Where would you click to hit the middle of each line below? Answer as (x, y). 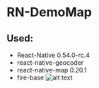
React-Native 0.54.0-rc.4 (53, 55)
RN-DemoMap (49, 12)
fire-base (30, 77)
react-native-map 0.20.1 (52, 70)
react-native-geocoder (50, 63)
